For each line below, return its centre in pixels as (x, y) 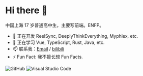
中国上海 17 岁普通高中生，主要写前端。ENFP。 (55, 25)
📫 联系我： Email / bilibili (38, 48)
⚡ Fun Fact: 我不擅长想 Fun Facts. (48, 57)
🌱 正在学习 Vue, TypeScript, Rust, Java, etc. (59, 42)
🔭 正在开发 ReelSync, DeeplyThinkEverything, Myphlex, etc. (75, 36)
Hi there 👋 (26, 10)
